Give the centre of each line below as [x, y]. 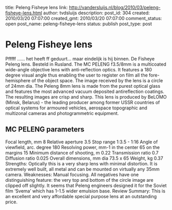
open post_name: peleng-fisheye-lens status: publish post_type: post [79, 24]
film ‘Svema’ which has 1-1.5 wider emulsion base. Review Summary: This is [85, 191]
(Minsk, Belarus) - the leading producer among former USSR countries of [83, 102]
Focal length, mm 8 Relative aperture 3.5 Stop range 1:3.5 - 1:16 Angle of [82, 142]
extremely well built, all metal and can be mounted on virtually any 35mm [83, 169]
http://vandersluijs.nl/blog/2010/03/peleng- [115, 7]
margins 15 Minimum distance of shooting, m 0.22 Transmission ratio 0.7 [82, 152]
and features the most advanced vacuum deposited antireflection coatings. [85, 91]
